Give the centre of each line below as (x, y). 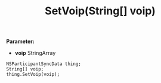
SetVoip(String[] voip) (100, 11)
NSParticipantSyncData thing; (44, 64)
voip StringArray (35, 53)
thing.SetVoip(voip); (33, 75)
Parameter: (20, 41)
